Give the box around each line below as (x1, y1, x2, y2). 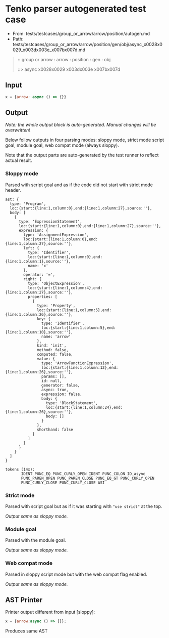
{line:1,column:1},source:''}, (5, 259, 71, 264)
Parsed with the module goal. (5, 537, 67, 543)
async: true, (41, 387, 69, 392)
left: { (23, 245, 39, 250)
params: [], (41, 374, 67, 379)
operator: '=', (23, 272, 55, 277)
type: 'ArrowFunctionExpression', (41, 360, 114, 366)
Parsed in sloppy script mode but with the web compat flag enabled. (5, 571, 147, 577)
